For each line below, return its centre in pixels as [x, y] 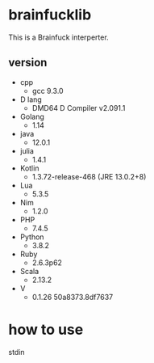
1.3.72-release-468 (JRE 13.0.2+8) [89, 176]
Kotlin [29, 168]
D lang [31, 99]
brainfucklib [50, 15]
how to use [46, 329]
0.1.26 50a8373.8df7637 [73, 297]
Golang [32, 116]
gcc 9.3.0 [48, 91]
